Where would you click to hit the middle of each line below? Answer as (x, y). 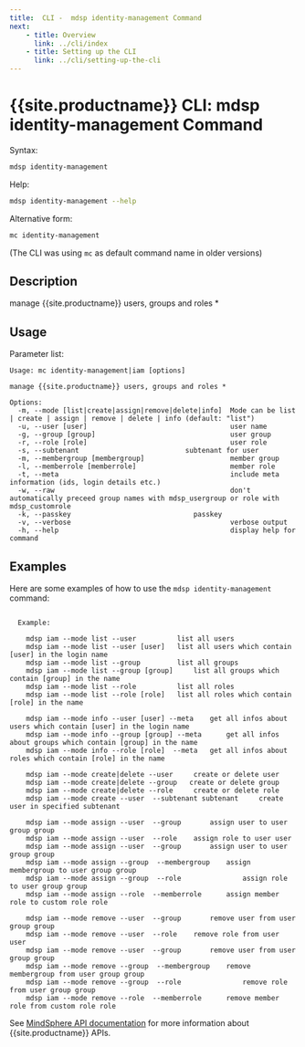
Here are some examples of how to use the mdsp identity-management (141, 588)
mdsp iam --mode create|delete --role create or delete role (153, 790)
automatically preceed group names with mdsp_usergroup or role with (145, 498)
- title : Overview (61, 35)
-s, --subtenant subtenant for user (138, 451)
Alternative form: (41, 218)
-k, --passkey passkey (120, 515)
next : (20, 26)
